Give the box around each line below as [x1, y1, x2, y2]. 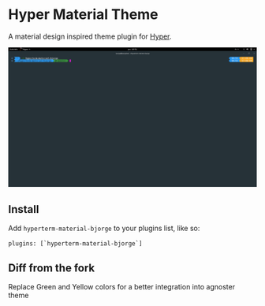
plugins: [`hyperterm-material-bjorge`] [8, 240, 144, 248]
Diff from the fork [8, 261, 95, 274]
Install [8, 203, 39, 216]
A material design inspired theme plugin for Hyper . [8, 32, 172, 41]
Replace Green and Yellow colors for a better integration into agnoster [8, 282, 235, 292]
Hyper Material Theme [8, 6, 159, 24]
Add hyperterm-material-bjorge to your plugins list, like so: [8, 223, 200, 233]
